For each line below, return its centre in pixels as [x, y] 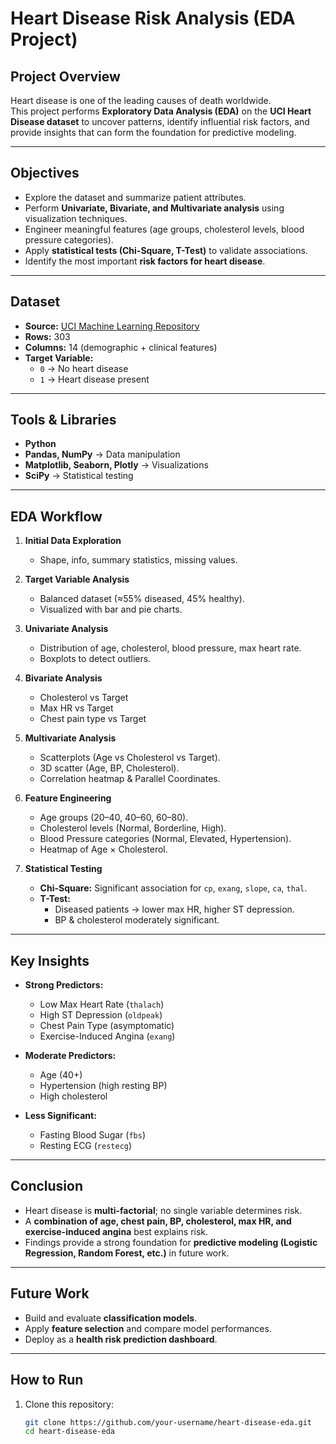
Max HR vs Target [76, 708]
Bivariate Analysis [63, 678]
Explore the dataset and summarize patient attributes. [135, 197]
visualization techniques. [76, 218]
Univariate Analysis [66, 629]
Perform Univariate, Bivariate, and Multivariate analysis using [154, 208]
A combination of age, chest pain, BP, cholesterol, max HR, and [158, 1221]
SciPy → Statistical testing [79, 476]
